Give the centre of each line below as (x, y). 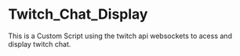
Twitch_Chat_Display (78, 14)
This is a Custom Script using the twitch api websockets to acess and (120, 36)
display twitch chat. (40, 44)
